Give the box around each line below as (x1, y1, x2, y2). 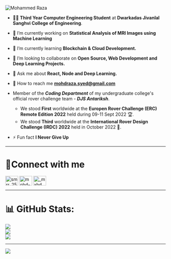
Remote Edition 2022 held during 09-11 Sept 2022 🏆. (20, 111, 134, 117)
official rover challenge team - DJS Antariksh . (12, 96, 110, 101)
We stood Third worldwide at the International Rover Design (20, 119, 149, 124)
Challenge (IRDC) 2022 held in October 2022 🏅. (20, 124, 122, 130)
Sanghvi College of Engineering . (12, 20, 82, 26)
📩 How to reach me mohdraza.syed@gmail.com (12, 81, 116, 86)
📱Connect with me (5, 159, 85, 170)
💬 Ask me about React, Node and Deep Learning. (12, 70, 117, 76)
